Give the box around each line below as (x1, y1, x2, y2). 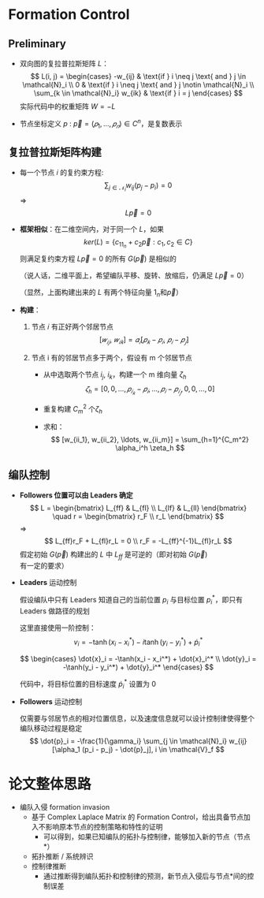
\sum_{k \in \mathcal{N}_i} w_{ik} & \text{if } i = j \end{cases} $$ (33, 88, 243, 98)
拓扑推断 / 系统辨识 (31, 851, 94, 861)
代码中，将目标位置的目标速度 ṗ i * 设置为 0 (19, 678, 156, 691)
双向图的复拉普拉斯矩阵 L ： (19, 59, 109, 68)
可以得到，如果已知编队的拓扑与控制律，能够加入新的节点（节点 (43, 832, 251, 841)
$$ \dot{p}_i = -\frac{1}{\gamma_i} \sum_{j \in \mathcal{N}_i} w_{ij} (29, 736, 247, 746)
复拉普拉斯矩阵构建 (8, 145, 102, 158)
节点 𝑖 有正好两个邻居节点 (31, 322, 114, 332)
